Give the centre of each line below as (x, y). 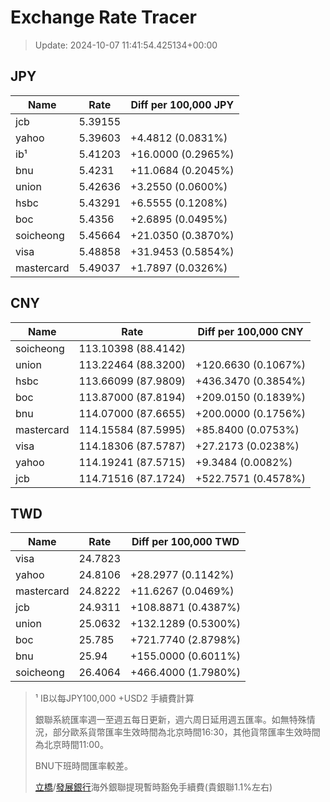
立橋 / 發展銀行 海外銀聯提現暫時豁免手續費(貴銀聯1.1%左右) (153, 787)
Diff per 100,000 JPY (182, 104)
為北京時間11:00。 (71, 745)
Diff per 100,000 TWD (185, 542)
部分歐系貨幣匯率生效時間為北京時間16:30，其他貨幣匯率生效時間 (186, 732)
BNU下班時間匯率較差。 (83, 766)
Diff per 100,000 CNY (250, 331)
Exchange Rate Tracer (104, 17)
